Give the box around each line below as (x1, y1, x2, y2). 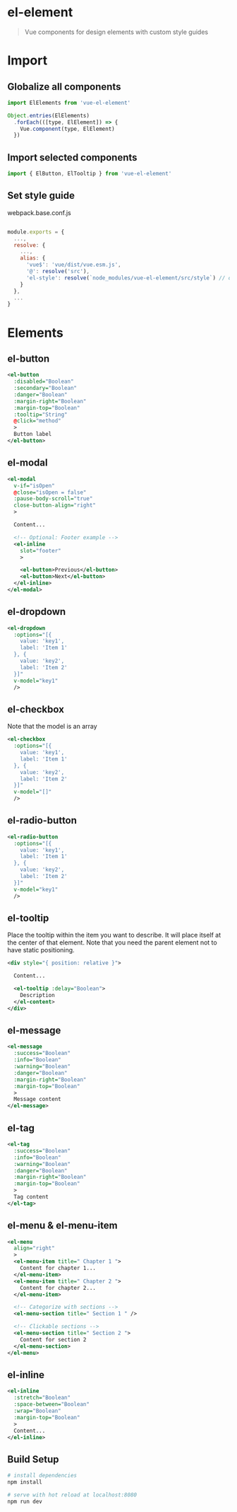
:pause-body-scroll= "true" (13, 495, 93, 502)
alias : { (20, 255, 46, 262)
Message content (13, 1096, 61, 1103)
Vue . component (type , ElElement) (20, 125, 115, 132)
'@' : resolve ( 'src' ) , (25, 268, 90, 275)
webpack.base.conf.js (7, 208, 72, 217)
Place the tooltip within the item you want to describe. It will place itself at (7, 931, 221, 940)
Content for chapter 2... (20, 1284, 97, 1291)
